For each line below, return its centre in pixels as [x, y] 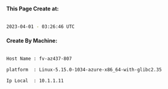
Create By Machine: [32, 40]
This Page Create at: [33, 9]
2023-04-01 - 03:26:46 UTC [40, 27]
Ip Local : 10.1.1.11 [35, 81]
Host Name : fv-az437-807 [39, 59]
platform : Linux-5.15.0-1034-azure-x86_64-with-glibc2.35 [84, 70]
